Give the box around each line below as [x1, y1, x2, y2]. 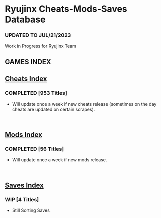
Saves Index [5, 181, 44, 189]
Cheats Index [5, 75, 47, 83]
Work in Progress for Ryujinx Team [5, 43, 76, 49]
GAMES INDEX [5, 57, 51, 66]
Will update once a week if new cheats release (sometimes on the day [12, 101, 157, 107]
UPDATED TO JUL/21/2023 [5, 32, 71, 39]
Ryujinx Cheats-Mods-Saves [5, 3, 127, 15]
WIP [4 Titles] [5, 196, 39, 203]
